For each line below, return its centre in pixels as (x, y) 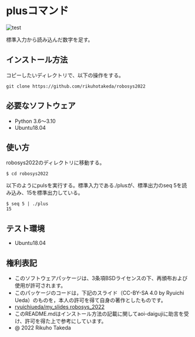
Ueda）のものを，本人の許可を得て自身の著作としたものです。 (90, 300)
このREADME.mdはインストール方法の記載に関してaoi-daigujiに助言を (99, 314)
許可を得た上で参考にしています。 (66, 321)
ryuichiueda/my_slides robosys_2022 (59, 307)
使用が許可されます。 (40, 285)
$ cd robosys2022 (27, 174)
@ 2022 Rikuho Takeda (43, 328)
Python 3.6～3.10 (35, 121)
